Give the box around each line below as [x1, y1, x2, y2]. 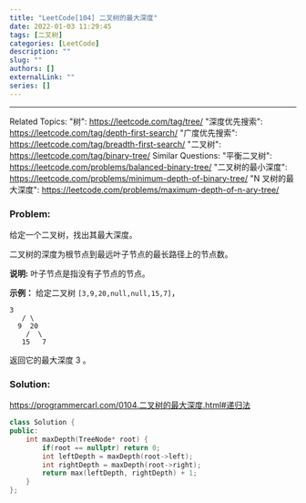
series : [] [9, 81, 51, 90]
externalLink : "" [9, 73, 76, 82]
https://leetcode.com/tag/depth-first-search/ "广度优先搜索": [9, 127, 239, 138]
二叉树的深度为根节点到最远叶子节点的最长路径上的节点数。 [9, 248, 233, 260]
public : [9, 426, 39, 436]
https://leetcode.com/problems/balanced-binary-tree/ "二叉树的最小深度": [9, 161, 288, 172]
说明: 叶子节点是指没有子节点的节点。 [9, 268, 150, 279]
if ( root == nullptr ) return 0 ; [42, 443, 161, 452]
